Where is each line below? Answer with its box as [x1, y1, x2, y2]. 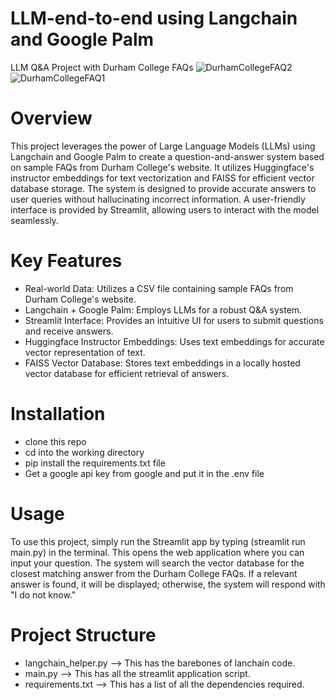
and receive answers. [24, 325, 114, 337]
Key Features [10, 250, 123, 272]
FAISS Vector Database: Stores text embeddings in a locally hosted [24, 357, 301, 369]
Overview [10, 107, 93, 130]
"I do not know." [10, 588, 77, 601]
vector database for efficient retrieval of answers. [24, 367, 230, 379]
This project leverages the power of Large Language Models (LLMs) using [10, 140, 316, 152]
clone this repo [24, 435, 87, 447]
